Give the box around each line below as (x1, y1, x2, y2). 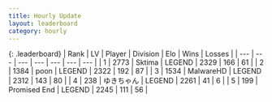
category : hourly (8, 27, 67, 35)
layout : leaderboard (8, 19, 79, 28)
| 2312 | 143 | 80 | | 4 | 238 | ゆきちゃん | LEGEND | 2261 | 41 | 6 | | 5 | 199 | (8, 76, 258, 86)
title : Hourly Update (8, 11, 82, 20)
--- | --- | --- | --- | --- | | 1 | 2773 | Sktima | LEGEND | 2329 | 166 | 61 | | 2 (17, 57, 264, 67)
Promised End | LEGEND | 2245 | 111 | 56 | (8, 85, 149, 95)
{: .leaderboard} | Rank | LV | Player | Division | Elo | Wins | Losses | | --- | (8, 49, 254, 59)
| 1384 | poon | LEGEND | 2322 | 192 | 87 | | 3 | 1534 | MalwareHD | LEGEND (8, 66, 262, 76)
